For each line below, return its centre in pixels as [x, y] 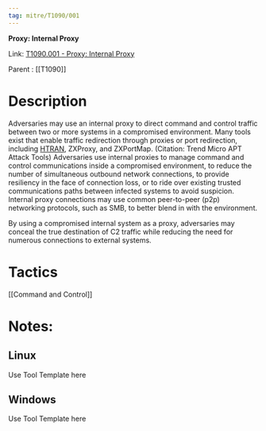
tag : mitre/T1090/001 [44, 16]
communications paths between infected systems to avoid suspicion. [121, 191]
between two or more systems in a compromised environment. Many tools [130, 131]
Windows [32, 400]
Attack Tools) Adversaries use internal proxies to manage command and [126, 157]
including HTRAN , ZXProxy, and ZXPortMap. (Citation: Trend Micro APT [125, 149]
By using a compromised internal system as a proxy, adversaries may [122, 223]
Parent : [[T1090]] [37, 69]
